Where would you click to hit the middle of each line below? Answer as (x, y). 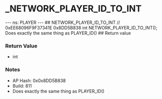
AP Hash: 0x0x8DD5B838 (39, 81)
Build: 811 (22, 86)
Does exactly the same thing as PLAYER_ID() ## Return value (68, 33)
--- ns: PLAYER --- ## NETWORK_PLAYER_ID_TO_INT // (63, 22)
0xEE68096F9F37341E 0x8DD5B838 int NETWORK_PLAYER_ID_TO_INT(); (81, 27)
